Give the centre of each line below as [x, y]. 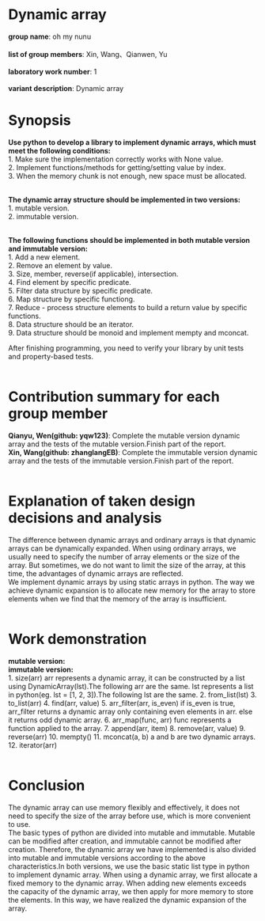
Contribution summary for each [114, 397]
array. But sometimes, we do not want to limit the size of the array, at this [127, 565]
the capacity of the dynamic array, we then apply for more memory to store [131, 891]
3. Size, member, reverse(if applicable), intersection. [93, 274]
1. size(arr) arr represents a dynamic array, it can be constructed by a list [127, 677]
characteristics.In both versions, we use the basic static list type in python [129, 866]
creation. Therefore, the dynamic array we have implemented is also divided [132, 849]
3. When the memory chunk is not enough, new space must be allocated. [127, 176]
